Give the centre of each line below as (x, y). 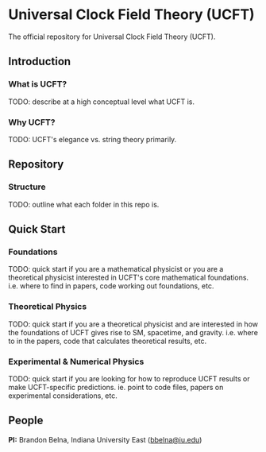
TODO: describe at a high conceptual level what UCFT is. (101, 102)
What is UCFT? (38, 84)
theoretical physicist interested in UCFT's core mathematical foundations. (128, 278)
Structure (27, 187)
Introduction (40, 62)
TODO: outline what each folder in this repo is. (84, 204)
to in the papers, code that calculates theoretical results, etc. (108, 341)
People (26, 421)
